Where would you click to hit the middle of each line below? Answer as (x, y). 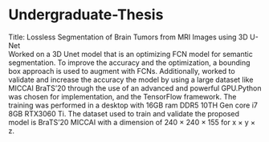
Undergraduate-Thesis (86, 15)
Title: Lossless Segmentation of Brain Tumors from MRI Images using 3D (128, 37)
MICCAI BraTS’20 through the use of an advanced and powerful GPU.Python (135, 88)
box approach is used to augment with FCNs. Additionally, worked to (122, 71)
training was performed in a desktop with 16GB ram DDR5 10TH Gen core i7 (133, 105)
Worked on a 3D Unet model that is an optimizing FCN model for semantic (130, 54)
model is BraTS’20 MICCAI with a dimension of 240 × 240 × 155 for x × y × (132, 122)
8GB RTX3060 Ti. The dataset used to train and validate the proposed (124, 113)
